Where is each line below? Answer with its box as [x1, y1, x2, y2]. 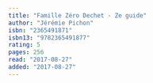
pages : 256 [8, 48, 44, 56]
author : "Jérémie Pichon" [8, 19, 94, 27]
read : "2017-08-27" [8, 56, 73, 64]
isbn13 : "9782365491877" [8, 33, 90, 42]
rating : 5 [8, 41, 41, 49]
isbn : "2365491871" [8, 26, 73, 34]
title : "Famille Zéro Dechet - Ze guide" [8, 11, 147, 20]
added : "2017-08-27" [8, 63, 77, 71]
